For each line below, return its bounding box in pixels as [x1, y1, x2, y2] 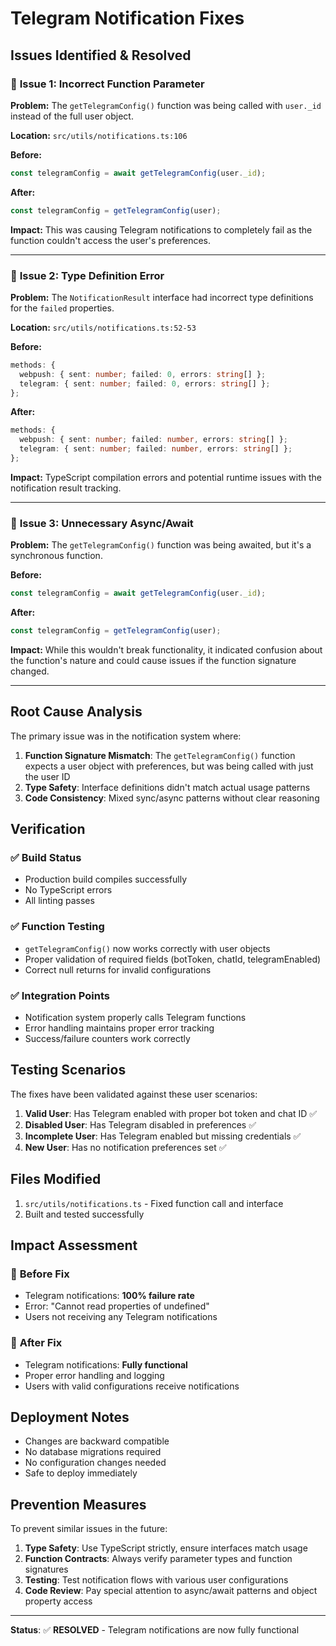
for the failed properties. [10, 302, 115, 314]
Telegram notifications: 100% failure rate [24, 1290, 195, 1302]
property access [24, 1595, 93, 1607]
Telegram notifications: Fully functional [24, 1358, 188, 1371]
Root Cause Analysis [10, 703, 143, 721]
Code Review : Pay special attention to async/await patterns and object [24, 1585, 318, 1597]
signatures [24, 1563, 69, 1576]
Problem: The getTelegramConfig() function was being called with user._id [10, 99, 322, 111]
